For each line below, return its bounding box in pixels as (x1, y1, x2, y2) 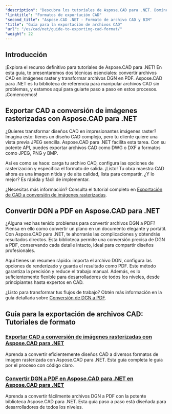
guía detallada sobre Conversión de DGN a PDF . (5, 295, 106, 301)
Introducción (5, 50, 48, 59)
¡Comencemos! (5, 91, 37, 98)
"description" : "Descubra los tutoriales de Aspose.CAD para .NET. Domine (5, 7, 168, 13)
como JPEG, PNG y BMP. (5, 150, 58, 156)
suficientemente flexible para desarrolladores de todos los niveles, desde (5, 274, 160, 280)
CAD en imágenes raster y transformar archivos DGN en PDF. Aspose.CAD (5, 75, 163, 81)
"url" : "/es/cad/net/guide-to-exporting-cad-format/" (5, 27, 123, 32)
